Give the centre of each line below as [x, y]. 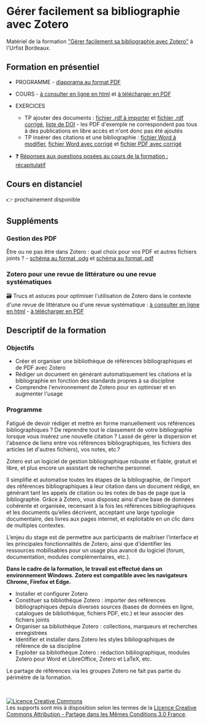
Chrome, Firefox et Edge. [39, 582]
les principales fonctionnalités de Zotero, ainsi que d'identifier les [89, 543]
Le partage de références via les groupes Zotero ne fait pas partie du [93, 671]
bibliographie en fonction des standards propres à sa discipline [95, 381]
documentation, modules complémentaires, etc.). [68, 556]
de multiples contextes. [36, 525]
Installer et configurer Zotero [51, 593]
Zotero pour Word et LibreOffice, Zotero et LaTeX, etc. [83, 659]
